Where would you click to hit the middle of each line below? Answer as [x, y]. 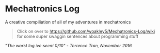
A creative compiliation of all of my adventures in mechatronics [68, 22]
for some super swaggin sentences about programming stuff [78, 36]
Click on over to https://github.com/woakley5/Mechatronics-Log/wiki [86, 31]
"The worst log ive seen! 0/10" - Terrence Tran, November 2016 [69, 45]
